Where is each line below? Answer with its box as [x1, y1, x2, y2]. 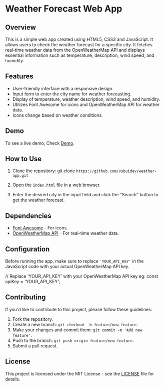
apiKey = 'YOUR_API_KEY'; [5, 279, 61, 285]
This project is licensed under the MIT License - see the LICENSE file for [5, 370, 154, 376]
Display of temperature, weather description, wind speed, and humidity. [12, 96, 160, 102]
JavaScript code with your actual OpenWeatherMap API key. [5, 264, 129, 270]
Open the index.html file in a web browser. [12, 182, 101, 188]
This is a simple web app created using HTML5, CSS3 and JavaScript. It [5, 36, 153, 42]
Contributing [5, 293, 46, 302]
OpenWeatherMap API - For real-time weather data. [12, 230, 119, 236]
